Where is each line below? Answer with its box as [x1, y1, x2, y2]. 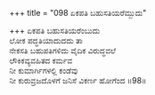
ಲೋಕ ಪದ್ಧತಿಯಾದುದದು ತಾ [9, 36, 83, 45]
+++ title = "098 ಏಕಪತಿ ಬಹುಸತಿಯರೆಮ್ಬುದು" [9, 8, 147, 18]
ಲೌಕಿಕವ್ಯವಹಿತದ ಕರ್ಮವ [9, 55, 73, 66]
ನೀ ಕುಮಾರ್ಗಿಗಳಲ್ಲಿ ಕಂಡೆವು [9, 66, 78, 75]
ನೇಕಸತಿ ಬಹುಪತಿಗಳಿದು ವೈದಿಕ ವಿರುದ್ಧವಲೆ [9, 45, 116, 56]
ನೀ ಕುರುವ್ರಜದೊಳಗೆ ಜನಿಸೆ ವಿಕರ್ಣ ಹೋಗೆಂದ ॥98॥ [9, 75, 147, 85]
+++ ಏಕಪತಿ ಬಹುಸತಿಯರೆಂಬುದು [9, 26, 101, 36]
